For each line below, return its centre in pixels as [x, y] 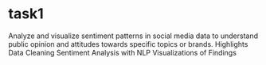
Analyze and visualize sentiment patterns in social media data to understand [133, 36]
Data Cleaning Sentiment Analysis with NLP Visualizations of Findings [123, 52]
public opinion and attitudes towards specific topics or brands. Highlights [128, 44]
